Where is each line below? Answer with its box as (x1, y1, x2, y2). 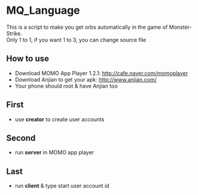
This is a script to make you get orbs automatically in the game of (6, 23, 168, 31)
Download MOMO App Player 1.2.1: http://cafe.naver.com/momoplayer (14, 70, 188, 77)
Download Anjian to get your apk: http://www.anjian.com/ (14, 76, 157, 83)
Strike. (6, 29, 22, 37)
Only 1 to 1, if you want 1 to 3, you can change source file (6, 36, 146, 43)
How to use (6, 53, 49, 64)
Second (6, 133, 36, 143)
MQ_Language (6, 4, 80, 17)
